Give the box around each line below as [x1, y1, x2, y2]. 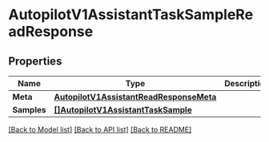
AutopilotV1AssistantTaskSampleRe [8, 6, 254, 24]
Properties [8, 54, 62, 68]
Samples [12, 105, 46, 115]
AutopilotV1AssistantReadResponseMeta [54, 92, 217, 102]
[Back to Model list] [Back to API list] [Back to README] [8, 125, 192, 134]
